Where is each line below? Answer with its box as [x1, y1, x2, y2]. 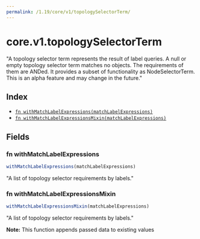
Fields [6, 131, 30, 142]
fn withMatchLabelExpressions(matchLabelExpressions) [14, 109, 153, 115]
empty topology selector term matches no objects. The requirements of [6, 61, 184, 68]
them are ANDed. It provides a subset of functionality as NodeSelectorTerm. [6, 68, 195, 75]
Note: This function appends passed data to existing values [6, 226, 155, 234]
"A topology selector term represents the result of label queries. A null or [6, 55, 187, 62]
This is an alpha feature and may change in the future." [6, 74, 143, 82]
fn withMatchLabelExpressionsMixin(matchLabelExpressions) [14, 116, 167, 122]
